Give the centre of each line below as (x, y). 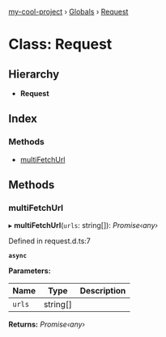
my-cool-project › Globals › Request (68, 12)
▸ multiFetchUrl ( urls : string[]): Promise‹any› (83, 225)
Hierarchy (34, 74)
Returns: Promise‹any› (47, 324)
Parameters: (30, 271)
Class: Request (60, 44)
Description (103, 291)
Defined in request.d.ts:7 (49, 241)
